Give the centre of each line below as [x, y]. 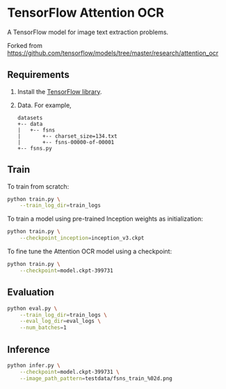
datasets [30, 118]
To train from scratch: [38, 186]
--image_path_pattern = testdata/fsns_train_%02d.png [96, 378]
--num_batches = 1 [43, 328]
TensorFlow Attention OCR [86, 13]
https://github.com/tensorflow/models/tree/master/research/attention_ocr [113, 53]
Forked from [25, 45]
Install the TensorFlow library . [59, 91]
